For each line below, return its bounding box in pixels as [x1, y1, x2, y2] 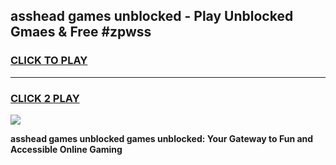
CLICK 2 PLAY [10, 91, 80, 105]
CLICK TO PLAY [10, 54, 88, 68]
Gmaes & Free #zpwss [10, 24, 152, 41]
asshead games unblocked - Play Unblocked [10, 8, 294, 25]
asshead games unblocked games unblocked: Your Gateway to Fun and [10, 132, 314, 144]
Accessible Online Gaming [10, 143, 123, 155]
